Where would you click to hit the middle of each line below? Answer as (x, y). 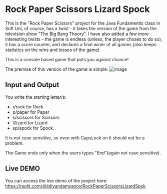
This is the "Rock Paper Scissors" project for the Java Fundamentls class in (83, 23)
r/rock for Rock (28, 107)
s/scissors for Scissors (36, 117)
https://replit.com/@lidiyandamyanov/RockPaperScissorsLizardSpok (75, 186)
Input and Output (32, 85)
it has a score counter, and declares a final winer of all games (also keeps (81, 44)
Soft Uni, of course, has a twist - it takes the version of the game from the (81, 28)
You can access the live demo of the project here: (56, 180)
